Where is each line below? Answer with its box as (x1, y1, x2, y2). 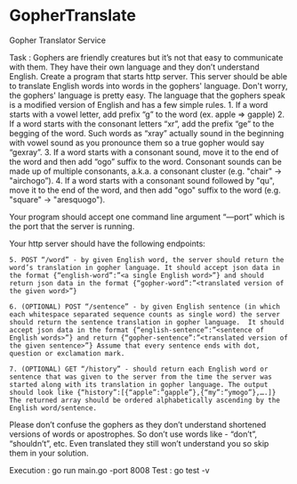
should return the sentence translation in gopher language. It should (9, 317, 285, 326)
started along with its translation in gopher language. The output (9, 380, 269, 389)
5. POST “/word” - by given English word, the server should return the (9, 255, 285, 264)
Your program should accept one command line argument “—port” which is (9, 211, 285, 222)
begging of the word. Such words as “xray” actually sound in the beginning (9, 127, 285, 138)
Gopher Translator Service (9, 35, 107, 45)
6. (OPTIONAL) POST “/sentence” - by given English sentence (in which (9, 302, 280, 311)
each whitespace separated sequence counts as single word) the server (9, 309, 280, 319)
